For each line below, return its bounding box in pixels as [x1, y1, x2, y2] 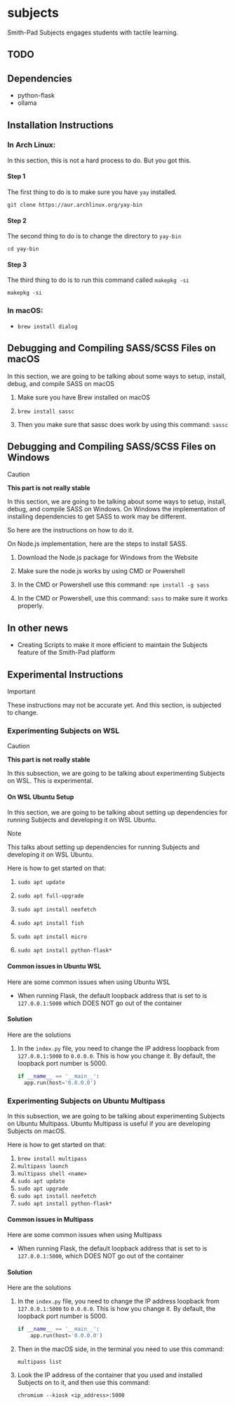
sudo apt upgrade [17, 1185, 69, 1192]
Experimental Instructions [7, 668, 123, 680]
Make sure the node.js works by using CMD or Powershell [17, 567, 185, 575]
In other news [7, 622, 69, 634]
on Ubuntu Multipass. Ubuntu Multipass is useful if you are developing [7, 1119, 210, 1127]
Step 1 [7, 172, 26, 181]
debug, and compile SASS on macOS [7, 379, 114, 388]
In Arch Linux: [7, 140, 56, 150]
